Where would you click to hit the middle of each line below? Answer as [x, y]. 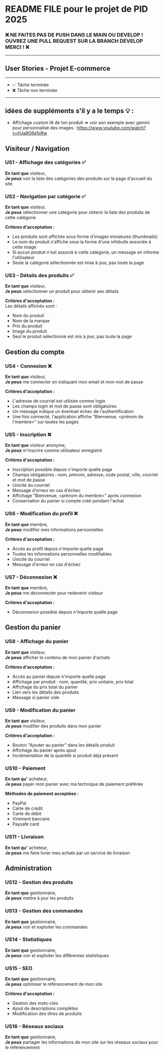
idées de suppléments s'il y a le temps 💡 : [69, 111]
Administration [28, 868]
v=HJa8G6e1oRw [30, 133]
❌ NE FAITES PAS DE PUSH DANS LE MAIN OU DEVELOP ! [74, 35]
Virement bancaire [31, 819]
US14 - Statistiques [28, 939]
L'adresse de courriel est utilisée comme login [59, 401]
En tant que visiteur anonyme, [36, 445]
